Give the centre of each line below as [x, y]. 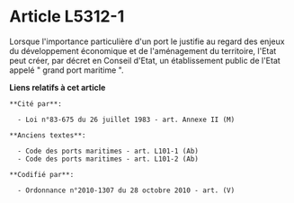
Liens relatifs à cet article [58, 87]
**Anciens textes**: [48, 135]
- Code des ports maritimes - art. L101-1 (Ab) [108, 151]
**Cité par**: [36, 104]
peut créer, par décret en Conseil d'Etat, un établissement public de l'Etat [145, 60]
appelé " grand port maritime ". [67, 70]
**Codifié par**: [42, 174]
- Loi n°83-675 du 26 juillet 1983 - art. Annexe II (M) [126, 119]
